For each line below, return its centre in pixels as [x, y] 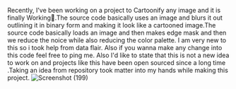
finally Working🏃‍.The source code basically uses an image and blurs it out [115, 18]
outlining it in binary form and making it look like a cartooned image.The [112, 25]
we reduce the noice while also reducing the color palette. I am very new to [117, 40]
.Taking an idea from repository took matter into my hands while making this [118, 70]
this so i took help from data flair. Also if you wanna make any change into [115, 48]
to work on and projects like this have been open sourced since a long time [117, 63]
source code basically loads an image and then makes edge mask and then [117, 32]
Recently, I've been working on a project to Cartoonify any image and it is [114, 10]
